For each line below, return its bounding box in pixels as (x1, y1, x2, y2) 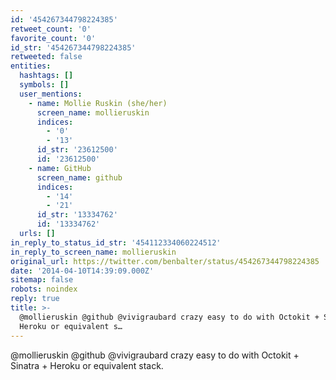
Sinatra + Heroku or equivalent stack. (10, 359, 164, 371)
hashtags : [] (19, 71, 74, 81)
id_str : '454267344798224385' (10, 42, 137, 53)
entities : (10, 61, 52, 71)
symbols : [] (19, 80, 70, 90)
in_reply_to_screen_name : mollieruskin (10, 247, 177, 257)
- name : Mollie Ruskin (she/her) (28, 98, 168, 108)
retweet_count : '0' (10, 24, 92, 34)
